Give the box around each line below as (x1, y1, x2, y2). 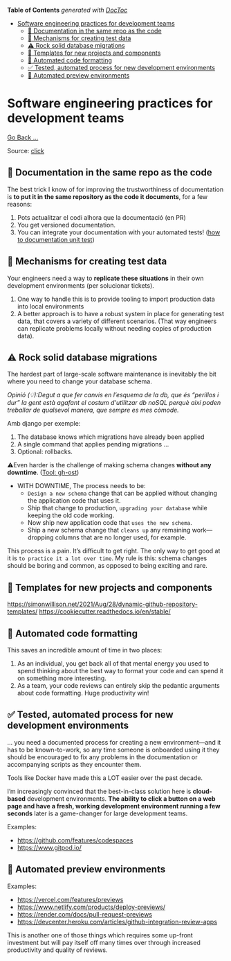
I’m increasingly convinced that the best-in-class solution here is (7, 787, 192, 795)
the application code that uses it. (27, 496, 121, 505)
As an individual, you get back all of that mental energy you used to (17, 659, 210, 668)
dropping (27, 533, 54, 542)
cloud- (192, 787, 212, 795)
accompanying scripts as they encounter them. (7, 760, 142, 768)
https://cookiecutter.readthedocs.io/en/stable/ (39, 607, 171, 616)
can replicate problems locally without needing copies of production (17, 324, 212, 332)
